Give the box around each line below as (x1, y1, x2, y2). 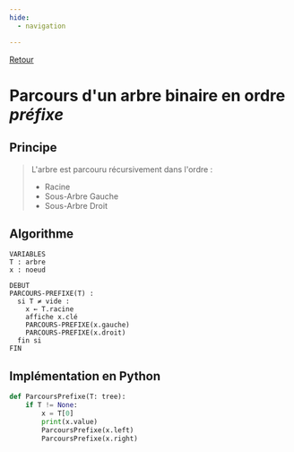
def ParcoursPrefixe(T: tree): (9, 392, 126, 402)
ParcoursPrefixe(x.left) (41, 425, 134, 435)
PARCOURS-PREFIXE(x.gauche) (25, 320, 130, 330)
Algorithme (9, 226, 74, 241)
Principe (9, 140, 57, 155)
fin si (17, 336, 42, 345)
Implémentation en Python (9, 369, 161, 384)
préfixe (9, 104, 65, 125)
